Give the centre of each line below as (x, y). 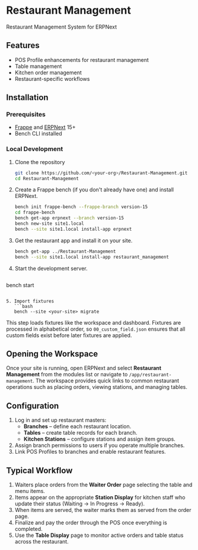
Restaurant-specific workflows (52, 78)
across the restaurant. (42, 542)
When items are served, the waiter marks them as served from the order (103, 510)
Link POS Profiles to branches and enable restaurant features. (90, 452)
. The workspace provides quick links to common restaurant (106, 381)
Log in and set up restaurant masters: (60, 420)
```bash (23, 306)
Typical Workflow (39, 470)
